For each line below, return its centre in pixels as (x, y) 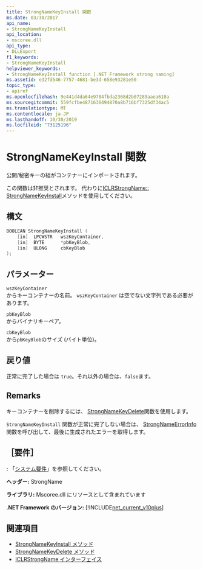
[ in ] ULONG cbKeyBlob (51, 248)
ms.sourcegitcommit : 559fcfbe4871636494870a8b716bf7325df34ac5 (88, 102)
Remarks (24, 396)
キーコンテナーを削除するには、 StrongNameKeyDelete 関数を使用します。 (99, 411)
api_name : (19, 23)
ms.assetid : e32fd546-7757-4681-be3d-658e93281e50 (72, 80)
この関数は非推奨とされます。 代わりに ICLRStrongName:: (78, 188)
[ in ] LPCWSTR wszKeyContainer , (61, 237)
